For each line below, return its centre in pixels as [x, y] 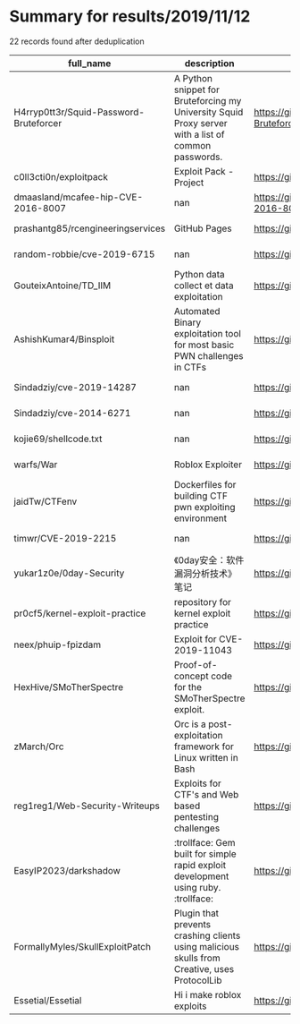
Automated [197, 311]
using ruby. [197, 887]
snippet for [197, 90]
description [209, 63]
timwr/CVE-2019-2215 [65, 538]
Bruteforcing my [208, 100]
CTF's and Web [206, 794]
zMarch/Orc [39, 747]
